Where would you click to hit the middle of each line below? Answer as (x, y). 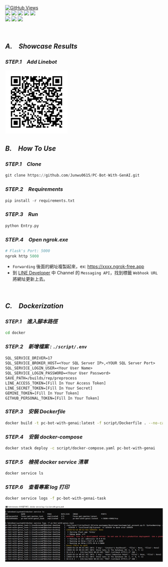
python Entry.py (22, 226)
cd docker (15, 333)
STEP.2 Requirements (34, 189)
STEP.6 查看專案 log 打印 (37, 487)
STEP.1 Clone (23, 164)
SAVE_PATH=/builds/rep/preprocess (41, 378)
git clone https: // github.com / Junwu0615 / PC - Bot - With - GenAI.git (72, 176)
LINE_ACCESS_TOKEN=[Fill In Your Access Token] (56, 383)
